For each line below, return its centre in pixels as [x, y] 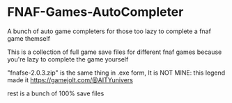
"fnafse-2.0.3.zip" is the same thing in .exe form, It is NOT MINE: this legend [116, 73]
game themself [29, 38]
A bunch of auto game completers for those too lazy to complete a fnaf [109, 31]
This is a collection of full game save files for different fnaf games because [115, 52]
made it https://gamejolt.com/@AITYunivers [70, 79]
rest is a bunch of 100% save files [56, 93]
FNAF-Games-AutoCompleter [95, 12]
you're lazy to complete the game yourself [68, 59]
